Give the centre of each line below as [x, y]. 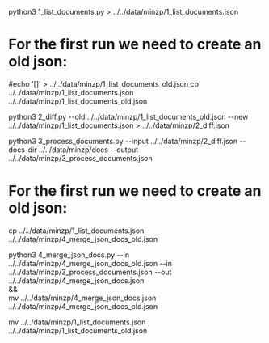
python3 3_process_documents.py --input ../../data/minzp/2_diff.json [123, 141]
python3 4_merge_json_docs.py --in [69, 255]
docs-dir [23, 150]
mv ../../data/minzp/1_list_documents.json [77, 322]
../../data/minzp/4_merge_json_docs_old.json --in [90, 263]
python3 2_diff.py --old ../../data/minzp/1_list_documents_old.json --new [128, 116]
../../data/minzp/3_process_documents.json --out [90, 272]
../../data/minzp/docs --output [88, 150]
